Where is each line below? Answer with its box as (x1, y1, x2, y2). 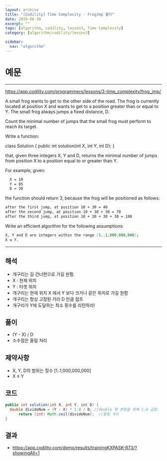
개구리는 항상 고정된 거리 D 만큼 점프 (12, 296, 83, 302)
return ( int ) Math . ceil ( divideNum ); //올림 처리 (18, 411, 119, 417)
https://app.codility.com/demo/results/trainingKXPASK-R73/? (12, 445, 138, 451)
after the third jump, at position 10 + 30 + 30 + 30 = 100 (5, 214, 133, 219)
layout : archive (5, 7, 39, 12)
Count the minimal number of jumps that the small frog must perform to (5, 118, 152, 124)
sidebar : (5, 39, 23, 45)
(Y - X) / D (12, 332, 34, 338)
